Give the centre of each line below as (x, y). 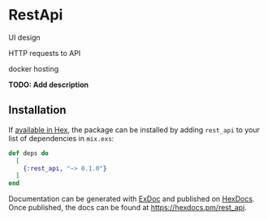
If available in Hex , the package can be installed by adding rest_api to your (134, 129)
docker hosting (34, 69)
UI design (24, 37)
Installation (37, 110)
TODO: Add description (49, 84)
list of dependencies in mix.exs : (61, 138)
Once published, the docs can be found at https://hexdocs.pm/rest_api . (128, 208)
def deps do (28, 153)
